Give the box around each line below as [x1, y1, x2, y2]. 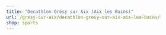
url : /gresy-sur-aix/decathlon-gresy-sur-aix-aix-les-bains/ [6, 14, 161, 20]
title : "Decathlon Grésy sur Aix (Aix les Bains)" [6, 8, 134, 15]
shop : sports [6, 20, 39, 26]
